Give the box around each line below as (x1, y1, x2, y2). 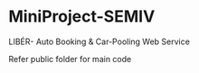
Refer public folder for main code (8, 53, 132, 64)
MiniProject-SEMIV (8, 6, 156, 27)
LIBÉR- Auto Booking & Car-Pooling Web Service (8, 36, 191, 47)
